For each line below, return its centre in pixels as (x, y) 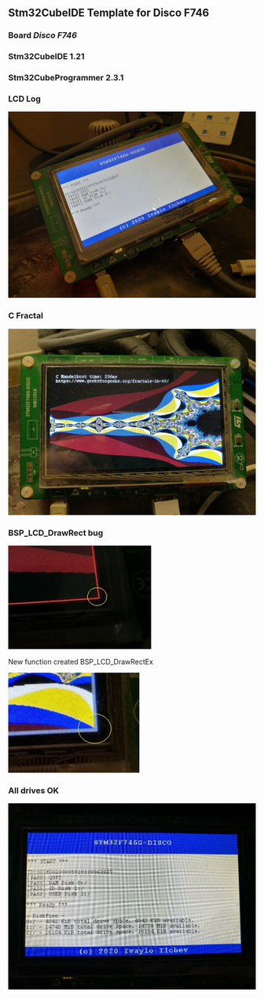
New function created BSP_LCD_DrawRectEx (81, 662)
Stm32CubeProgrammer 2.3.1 (66, 78)
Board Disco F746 (42, 35)
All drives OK (34, 790)
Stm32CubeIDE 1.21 (46, 57)
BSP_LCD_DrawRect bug (56, 533)
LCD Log (25, 99)
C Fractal (26, 316)
